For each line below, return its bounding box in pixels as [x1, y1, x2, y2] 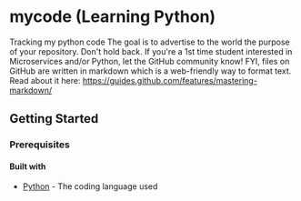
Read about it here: [9, 75, 81, 85]
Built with [9, 161, 46, 172]
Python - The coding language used [22, 181, 158, 192]
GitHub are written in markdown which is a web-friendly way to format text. [9, 65, 292, 76]
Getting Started [9, 111, 99, 126]
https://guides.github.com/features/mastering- [82, 75, 257, 85]
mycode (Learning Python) [9, 6, 216, 27]
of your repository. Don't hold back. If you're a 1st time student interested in [9, 45, 293, 56]
